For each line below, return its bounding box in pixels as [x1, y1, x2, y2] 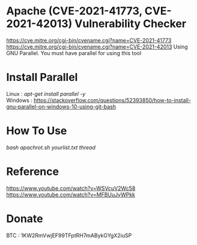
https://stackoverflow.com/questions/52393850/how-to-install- [33, 96, 191, 104]
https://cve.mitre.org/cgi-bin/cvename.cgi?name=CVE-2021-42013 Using [6, 43, 188, 50]
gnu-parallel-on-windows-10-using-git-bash [6, 103, 117, 110]
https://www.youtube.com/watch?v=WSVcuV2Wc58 [6, 184, 136, 192]
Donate [6, 211, 43, 225]
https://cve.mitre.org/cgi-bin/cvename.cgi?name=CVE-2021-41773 [6, 37, 172, 44]
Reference [6, 165, 59, 178]
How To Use [6, 124, 67, 138]
